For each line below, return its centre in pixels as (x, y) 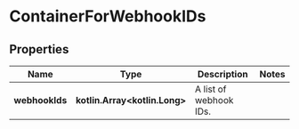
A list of (210, 89)
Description (222, 74)
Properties (39, 49)
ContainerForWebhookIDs (108, 16)
